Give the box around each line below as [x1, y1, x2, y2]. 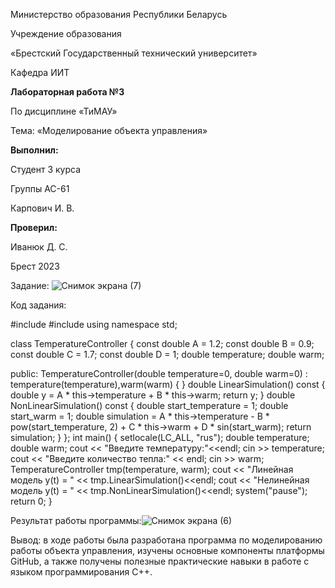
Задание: [10, 280, 50, 291]
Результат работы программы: [10, 515, 142, 526]
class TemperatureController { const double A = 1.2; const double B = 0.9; [10, 338, 315, 349]
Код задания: [10, 299, 67, 311]
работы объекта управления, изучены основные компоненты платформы [10, 545, 325, 556]
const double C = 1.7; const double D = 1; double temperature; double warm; [10, 349, 325, 360]
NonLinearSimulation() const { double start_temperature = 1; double [10, 400, 289, 411]
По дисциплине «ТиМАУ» [10, 105, 118, 117]
